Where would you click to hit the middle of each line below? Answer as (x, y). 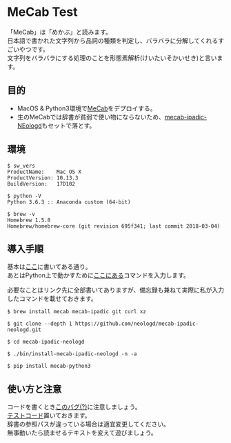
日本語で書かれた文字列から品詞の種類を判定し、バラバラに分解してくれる (113, 40)
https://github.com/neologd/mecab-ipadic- (137, 324)
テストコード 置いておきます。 (49, 415)
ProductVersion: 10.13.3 (43, 178)
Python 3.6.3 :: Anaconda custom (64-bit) (69, 202)
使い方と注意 (34, 389)
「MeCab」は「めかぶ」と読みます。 (60, 32)
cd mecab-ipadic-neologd (49, 342)
